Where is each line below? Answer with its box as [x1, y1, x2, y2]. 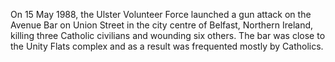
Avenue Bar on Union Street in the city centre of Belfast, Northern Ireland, [10, 19, 314, 31]
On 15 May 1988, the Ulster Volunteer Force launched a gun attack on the [10, 9, 312, 20]
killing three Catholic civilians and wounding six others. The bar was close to [10, 30, 326, 41]
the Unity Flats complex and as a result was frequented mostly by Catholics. [10, 40, 324, 52]
